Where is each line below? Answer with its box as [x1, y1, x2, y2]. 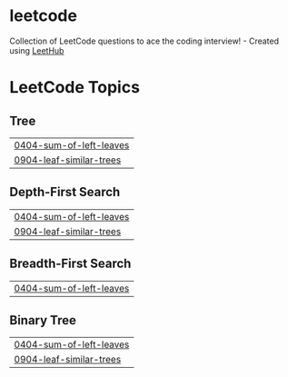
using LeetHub [9, 45, 65, 55]
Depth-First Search [9, 184, 121, 200]
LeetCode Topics [9, 77, 141, 98]
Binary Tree [9, 313, 77, 328]
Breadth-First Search [9, 256, 132, 272]
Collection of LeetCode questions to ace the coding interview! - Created [9, 35, 280, 46]
